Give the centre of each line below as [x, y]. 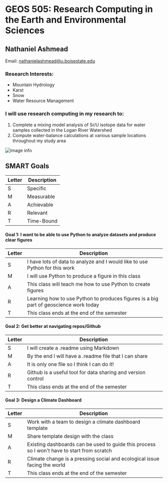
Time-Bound [42, 221]
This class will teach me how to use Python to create [89, 284]
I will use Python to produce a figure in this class [84, 276]
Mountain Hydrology [33, 85]
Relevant [37, 213]
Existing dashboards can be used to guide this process [91, 444]
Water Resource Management [43, 101]
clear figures [19, 240]
